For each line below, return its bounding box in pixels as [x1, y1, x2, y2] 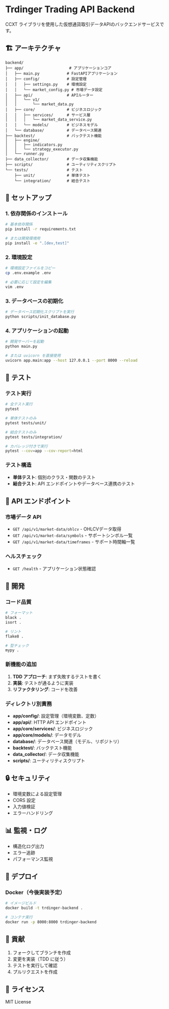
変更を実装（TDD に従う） [12, 956, 68, 962]
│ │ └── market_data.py [5, 101, 74, 107]
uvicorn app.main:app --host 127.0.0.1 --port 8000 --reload [5, 358, 138, 363]
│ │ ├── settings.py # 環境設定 [5, 82, 87, 87]
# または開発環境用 [5, 236, 41, 241]
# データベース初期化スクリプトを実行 [5, 309, 74, 315]
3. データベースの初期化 [5, 297, 64, 305]
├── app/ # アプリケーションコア [5, 65, 112, 71]
